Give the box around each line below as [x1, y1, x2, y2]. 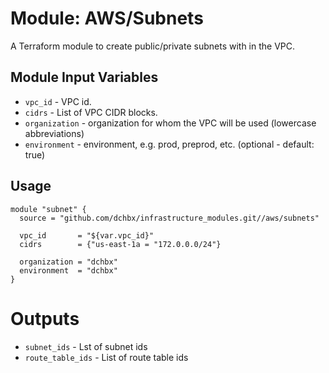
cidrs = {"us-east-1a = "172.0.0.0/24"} [19, 239, 222, 249]
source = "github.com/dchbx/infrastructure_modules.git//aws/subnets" [19, 213, 320, 223]
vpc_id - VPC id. [24, 95, 92, 107]
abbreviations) [24, 127, 85, 139]
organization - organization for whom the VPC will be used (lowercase [24, 117, 317, 129]
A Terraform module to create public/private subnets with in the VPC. [10, 40, 296, 52]
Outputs [10, 307, 80, 330]
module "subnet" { [10, 204, 87, 214]
